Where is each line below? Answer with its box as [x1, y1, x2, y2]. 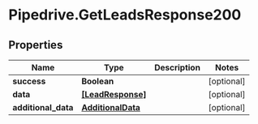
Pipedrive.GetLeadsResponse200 [8, 6, 242, 24]
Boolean [80, 75, 114, 87]
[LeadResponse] [80, 89, 147, 100]
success [12, 75, 46, 87]
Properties [8, 38, 63, 52]
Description [153, 62, 201, 73]
